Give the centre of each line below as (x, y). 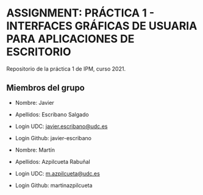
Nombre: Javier (35, 102)
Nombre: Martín (35, 150)
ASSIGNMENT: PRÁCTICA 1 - (80, 13)
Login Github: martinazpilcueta (54, 185)
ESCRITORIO (39, 52)
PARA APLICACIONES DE (70, 39)
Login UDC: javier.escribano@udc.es (61, 126)
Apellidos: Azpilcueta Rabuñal (52, 161)
